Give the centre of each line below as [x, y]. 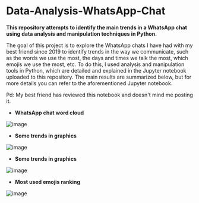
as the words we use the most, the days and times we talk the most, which [97, 58]
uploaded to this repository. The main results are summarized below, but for [99, 77]
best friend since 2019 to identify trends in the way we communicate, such [97, 51]
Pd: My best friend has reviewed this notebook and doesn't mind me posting [99, 95]
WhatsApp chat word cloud [49, 113]
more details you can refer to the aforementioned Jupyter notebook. [89, 83]
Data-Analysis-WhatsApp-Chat [86, 11]
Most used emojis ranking [48, 182]
